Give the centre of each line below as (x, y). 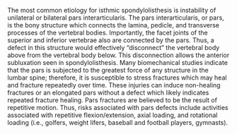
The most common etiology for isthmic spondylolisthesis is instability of (112, 10)
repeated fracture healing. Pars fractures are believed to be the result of (112, 100)
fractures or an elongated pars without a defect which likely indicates (108, 92)
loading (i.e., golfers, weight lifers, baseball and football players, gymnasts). (118, 122)
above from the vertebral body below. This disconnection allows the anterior (118, 55)
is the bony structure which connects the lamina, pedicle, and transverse (114, 25)
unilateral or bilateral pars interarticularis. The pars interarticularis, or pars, (116, 18)
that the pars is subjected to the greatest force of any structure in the (108, 70)
